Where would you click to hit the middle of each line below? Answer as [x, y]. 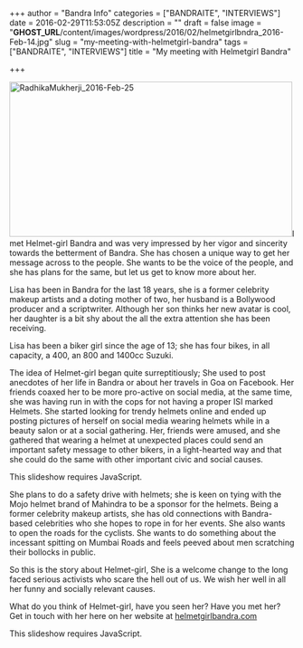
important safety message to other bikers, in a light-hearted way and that [146, 450]
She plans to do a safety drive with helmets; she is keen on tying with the [146, 494]
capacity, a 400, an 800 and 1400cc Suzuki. [91, 355]
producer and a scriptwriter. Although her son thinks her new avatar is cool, [150, 309]
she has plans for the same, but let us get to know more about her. [133, 272]
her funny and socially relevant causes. [82, 589]
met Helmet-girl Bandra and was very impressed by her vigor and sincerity [148, 243]
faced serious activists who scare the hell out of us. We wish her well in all [148, 579]
